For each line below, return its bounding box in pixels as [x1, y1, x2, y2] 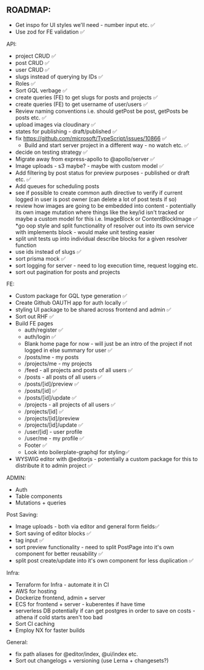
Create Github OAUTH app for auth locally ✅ [15, 299, 127, 306]
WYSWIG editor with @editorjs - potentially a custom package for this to [15, 455, 198, 462]
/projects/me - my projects [24, 360, 93, 367]
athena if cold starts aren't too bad [15, 613, 103, 621]
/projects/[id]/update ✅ [24, 421, 83, 428]
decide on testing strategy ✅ [15, 148, 88, 156]
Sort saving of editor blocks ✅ [15, 530, 92, 537]
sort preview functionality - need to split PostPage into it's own [15, 543, 175, 550]
